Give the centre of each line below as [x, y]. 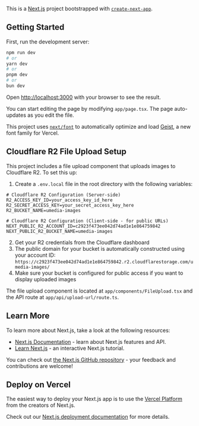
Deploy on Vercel [39, 385]
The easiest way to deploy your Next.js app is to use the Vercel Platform [94, 399]
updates [16, 115]
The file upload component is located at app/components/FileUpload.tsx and [99, 291]
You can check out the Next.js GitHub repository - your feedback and [91, 359]
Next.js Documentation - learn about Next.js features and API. [90, 341]
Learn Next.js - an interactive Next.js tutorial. [70, 348]
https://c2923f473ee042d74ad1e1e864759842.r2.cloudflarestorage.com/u [104, 262]
